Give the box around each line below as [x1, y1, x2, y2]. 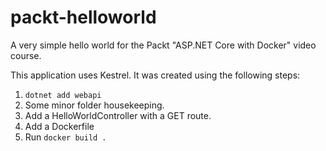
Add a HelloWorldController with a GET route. [24, 109, 212, 121]
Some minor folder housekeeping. [24, 99, 165, 111]
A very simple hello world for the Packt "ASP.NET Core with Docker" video [10, 39, 317, 51]
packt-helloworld [10, 6, 157, 29]
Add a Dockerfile [24, 120, 95, 132]
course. [10, 49, 42, 61]
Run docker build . [24, 131, 107, 143]
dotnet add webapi [24, 90, 102, 100]
